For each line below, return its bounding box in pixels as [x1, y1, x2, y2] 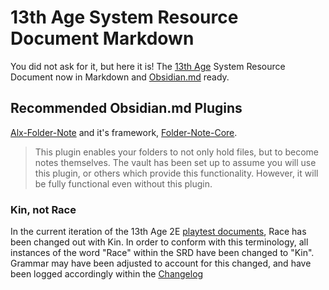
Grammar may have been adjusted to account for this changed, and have [10, 257, 312, 270]
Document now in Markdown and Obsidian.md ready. [10, 71, 230, 83]
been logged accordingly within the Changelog [10, 268, 204, 280]
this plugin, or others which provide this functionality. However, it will [34, 167, 319, 179]
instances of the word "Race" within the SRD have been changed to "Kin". [10, 247, 315, 259]
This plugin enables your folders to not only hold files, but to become [34, 146, 320, 158]
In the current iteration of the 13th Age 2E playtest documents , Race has [10, 226, 307, 238]
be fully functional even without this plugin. [34, 177, 213, 190]
